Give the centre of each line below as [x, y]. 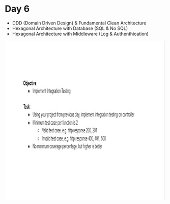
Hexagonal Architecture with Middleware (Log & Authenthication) [80, 34]
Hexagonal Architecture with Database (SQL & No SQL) [70, 28]
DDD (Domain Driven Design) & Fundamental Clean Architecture [79, 23]
